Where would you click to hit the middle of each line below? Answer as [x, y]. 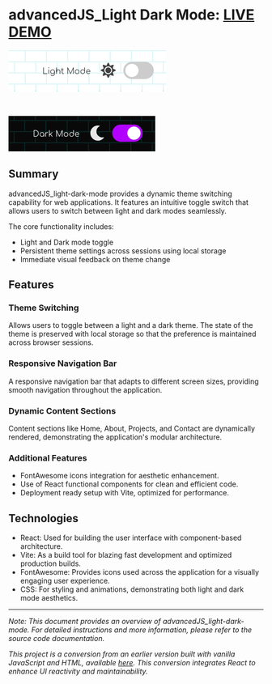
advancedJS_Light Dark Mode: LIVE [132, 15]
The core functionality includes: [62, 226]
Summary [34, 174]
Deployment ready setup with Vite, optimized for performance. [124, 493]
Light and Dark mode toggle [67, 242]
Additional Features [48, 457]
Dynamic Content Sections [62, 410]
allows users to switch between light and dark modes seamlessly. [117, 210]
